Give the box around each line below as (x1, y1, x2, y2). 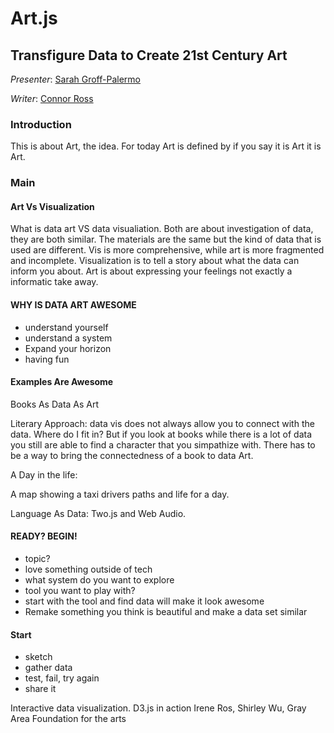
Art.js (10, 7, 58, 30)
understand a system (24, 332, 113, 344)
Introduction (10, 117, 72, 131)
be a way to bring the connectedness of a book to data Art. (10, 449, 254, 461)
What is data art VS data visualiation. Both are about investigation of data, (10, 223, 314, 235)
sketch (24, 651, 53, 663)
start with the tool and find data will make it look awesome (24, 595, 265, 607)
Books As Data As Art (10, 398, 100, 410)
